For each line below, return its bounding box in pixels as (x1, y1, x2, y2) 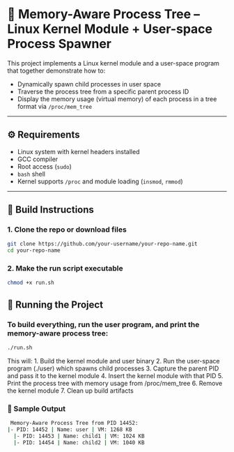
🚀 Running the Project (7, 299, 103, 310)
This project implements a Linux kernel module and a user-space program (7, 59, 219, 67)
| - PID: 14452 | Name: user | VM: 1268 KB (7, 426, 132, 433)
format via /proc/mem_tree (17, 102, 93, 110)
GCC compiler (17, 155, 58, 163)
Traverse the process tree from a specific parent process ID (17, 87, 189, 96)
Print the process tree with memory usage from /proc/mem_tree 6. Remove (7, 379, 223, 387)
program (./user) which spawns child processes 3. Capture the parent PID (7, 364, 219, 372)
